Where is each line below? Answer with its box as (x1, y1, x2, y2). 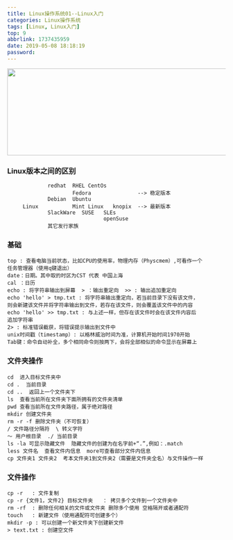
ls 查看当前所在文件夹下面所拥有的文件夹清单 (7, 395, 123, 403)
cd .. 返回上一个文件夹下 (7, 388, 76, 395)
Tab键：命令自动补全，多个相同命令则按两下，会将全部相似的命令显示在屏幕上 (7, 338, 198, 346)
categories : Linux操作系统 (7, 17, 81, 24)
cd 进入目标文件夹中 (7, 373, 61, 381)
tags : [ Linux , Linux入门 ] (7, 23, 80, 30)
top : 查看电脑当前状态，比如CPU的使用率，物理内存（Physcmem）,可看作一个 (7, 258, 202, 265)
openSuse (103, 215, 129, 222)
